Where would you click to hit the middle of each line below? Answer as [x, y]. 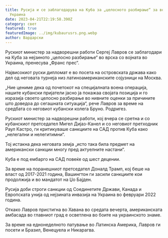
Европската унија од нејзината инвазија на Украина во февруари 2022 [80, 194]
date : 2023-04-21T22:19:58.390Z [39, 19]
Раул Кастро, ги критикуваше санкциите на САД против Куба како [76, 129]
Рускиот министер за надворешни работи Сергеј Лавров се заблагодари [83, 52]
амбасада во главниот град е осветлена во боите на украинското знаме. [83, 215]
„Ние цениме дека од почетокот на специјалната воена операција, [76, 87]
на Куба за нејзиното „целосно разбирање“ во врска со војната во [76, 57]
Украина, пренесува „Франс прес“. [42, 63]
